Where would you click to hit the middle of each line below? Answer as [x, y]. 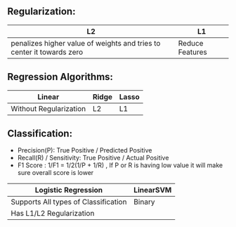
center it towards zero [47, 52]
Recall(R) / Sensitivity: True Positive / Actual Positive [93, 158]
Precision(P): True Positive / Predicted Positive [85, 150]
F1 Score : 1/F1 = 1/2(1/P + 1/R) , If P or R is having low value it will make [120, 165]
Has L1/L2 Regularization [53, 214]
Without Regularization [48, 108]
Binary [144, 202]
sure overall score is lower [55, 173]
